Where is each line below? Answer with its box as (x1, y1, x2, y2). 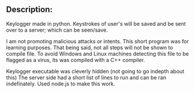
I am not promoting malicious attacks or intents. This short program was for (6, 37, 189, 44)
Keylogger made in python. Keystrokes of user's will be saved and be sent (6, 20, 186, 27)
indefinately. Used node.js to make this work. (6, 80, 115, 87)
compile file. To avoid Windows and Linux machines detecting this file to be (6, 50, 189, 57)
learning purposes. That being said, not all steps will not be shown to (6, 44, 173, 51)
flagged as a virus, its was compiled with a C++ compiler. (6, 56, 146, 63)
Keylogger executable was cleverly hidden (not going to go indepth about (6, 67, 184, 75)
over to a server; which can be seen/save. (6, 26, 108, 33)
